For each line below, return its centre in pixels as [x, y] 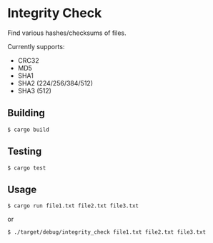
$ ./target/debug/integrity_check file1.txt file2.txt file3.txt [106, 232]
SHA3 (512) [35, 91]
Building [26, 113]
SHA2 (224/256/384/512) [55, 83]
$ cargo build [29, 130]
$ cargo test [27, 168]
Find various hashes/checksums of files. [67, 33]
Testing [25, 151]
